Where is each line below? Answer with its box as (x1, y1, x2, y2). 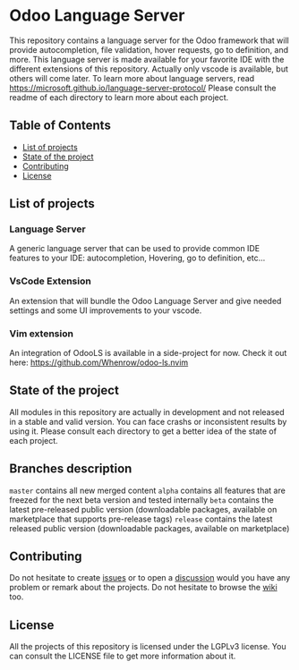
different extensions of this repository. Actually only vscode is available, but (9, 64, 289, 74)
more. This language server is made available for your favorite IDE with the (9, 54, 285, 64)
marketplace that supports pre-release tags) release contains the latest (9, 513, 273, 524)
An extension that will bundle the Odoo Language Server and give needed (9, 295, 282, 306)
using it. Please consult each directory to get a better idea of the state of (9, 426, 278, 437)
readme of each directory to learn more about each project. (9, 91, 229, 103)
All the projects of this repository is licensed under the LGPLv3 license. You (9, 641, 286, 652)
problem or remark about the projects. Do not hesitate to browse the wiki (9, 582, 278, 593)
